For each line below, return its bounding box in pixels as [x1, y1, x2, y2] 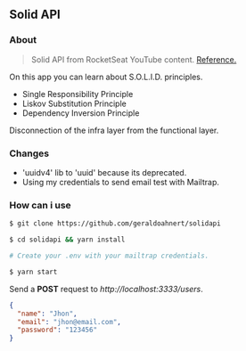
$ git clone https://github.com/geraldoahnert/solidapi [9, 219, 221, 228]
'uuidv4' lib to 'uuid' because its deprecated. [21, 167, 187, 177]
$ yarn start [9, 267, 58, 276]
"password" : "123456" [17, 325, 98, 335]
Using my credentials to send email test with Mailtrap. [21, 176, 220, 187]
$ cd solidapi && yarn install [9, 235, 126, 244]
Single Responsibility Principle [21, 88, 134, 99]
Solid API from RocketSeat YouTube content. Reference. [30, 53, 237, 65]
